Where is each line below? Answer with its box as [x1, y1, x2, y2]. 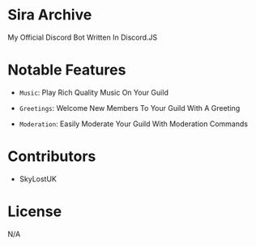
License [7, 202, 62, 220]
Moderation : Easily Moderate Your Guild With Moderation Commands [19, 119, 249, 129]
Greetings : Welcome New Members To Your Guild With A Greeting [19, 103, 241, 112]
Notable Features [7, 61, 126, 79]
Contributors [7, 147, 96, 166]
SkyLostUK [19, 174, 58, 184]
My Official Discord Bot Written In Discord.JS [7, 32, 158, 42]
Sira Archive [7, 6, 92, 24]
